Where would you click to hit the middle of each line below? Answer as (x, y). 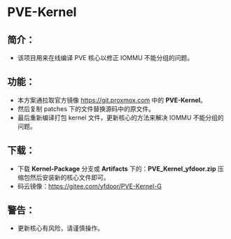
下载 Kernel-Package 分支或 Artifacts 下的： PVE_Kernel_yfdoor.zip (117, 168)
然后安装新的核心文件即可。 (70, 177)
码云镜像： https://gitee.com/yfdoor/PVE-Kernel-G (90, 186)
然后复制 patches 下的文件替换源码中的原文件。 (86, 108)
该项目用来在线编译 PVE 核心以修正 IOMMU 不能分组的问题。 (105, 58)
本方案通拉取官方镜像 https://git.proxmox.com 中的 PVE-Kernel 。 (112, 100)
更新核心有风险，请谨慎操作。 (60, 229)
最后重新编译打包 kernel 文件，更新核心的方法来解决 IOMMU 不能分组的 (120, 117)
